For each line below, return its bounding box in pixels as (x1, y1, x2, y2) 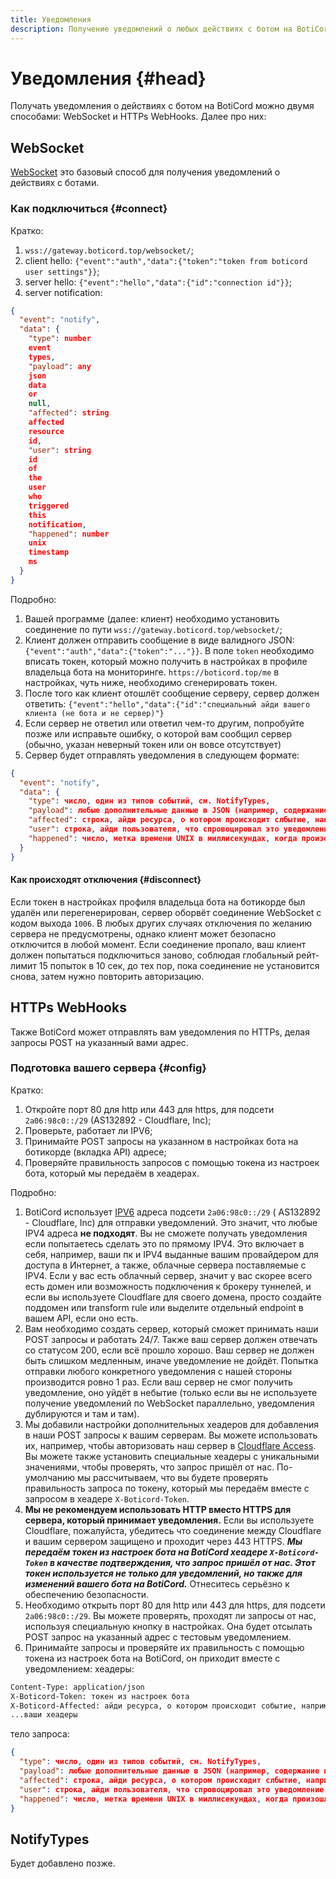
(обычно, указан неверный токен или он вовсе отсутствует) (24, 738, 282, 750)
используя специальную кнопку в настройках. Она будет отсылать (24, 1620, 313, 1632)
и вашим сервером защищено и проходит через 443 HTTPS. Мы (24, 1535, 303, 1547)
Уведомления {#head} (10, 67, 207, 90)
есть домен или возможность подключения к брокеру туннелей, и (24, 1280, 312, 1292)
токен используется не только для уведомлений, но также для (24, 1567, 303, 1579)
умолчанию (24, 1471, 76, 1483)
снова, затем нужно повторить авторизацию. (10, 970, 205, 982)
